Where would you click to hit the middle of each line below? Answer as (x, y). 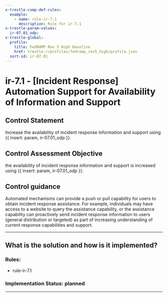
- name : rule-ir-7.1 (35, 19)
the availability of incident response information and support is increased (80, 166)
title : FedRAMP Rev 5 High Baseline (52, 47)
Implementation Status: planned (45, 284)
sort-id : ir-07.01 (29, 56)
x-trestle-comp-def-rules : (33, 10)
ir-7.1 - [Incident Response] (62, 81)
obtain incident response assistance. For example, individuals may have (79, 204)
